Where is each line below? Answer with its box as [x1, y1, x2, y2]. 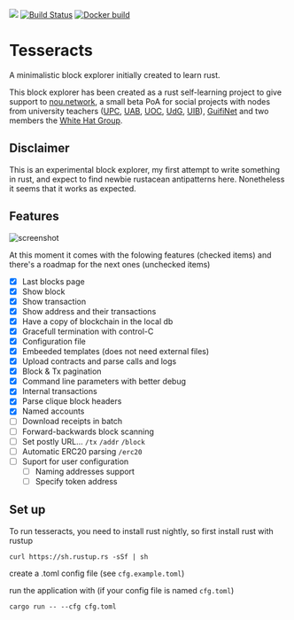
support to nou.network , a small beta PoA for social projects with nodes [9, 96, 271, 106]
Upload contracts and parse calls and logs [21, 356, 177, 367]
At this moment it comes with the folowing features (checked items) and [9, 249, 272, 260]
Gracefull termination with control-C [21, 326, 154, 337]
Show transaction [21, 296, 87, 306]
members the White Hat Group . [9, 115, 123, 126]
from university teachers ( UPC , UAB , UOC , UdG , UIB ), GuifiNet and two [9, 105, 269, 116]
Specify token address [35, 476, 118, 486]
